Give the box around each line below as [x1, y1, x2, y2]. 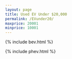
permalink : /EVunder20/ [5, 16, 54, 21]
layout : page [5, 7, 32, 12]
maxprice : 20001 [5, 21, 38, 26]
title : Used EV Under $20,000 [5, 12, 68, 17]
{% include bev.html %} [5, 39, 53, 45]
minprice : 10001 [5, 26, 38, 30]
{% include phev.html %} [5, 49, 56, 55]
